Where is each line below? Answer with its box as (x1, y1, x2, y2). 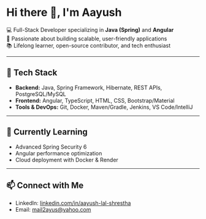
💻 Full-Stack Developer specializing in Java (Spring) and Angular (6, 26, 174, 33)
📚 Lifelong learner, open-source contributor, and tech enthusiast (6, 42, 171, 49)
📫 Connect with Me (6, 180, 84, 190)
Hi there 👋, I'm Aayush (6, 6, 122, 20)
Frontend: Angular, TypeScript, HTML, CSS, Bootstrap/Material (15, 97, 175, 104)
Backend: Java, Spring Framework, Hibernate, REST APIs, (15, 84, 162, 91)
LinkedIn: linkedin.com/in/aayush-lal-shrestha (15, 199, 131, 207)
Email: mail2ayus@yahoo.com (15, 206, 91, 213)
